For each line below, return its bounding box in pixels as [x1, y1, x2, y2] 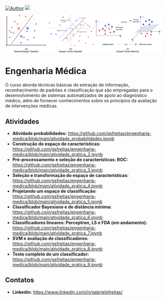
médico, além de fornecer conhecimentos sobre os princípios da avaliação [5, 98, 157, 104]
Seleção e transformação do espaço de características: [12, 172, 129, 178]
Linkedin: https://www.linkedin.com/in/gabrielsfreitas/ [12, 289, 123, 295]
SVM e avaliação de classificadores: [12, 235, 89, 241]
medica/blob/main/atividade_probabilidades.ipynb [12, 135, 115, 141]
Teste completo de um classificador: [12, 251, 89, 257]
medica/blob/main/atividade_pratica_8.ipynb [12, 246, 103, 252]
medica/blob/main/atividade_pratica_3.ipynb [12, 167, 103, 173]
